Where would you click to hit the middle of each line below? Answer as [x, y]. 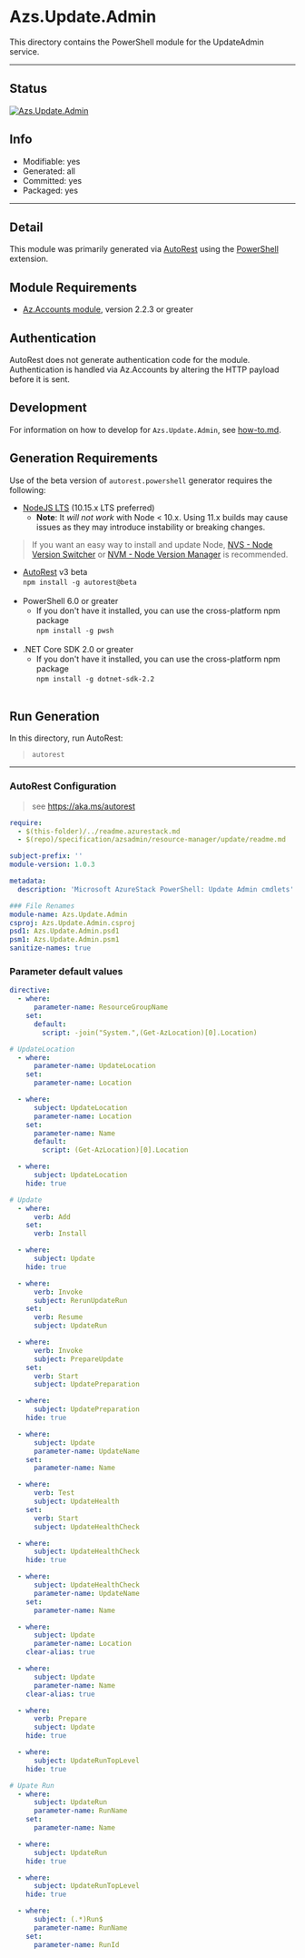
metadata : [28, 881]
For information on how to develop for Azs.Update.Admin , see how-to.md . [145, 429]
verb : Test [54, 1493]
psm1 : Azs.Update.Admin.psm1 [64, 940]
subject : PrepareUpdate [79, 1359]
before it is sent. [40, 379]
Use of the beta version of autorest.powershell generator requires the [141, 480]
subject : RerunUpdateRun [80, 1300]
